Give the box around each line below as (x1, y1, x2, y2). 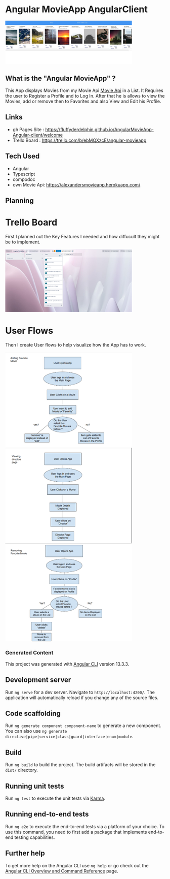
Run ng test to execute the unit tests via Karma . (5, 795, 105, 801)
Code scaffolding (5, 709, 61, 717)
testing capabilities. (14, 834, 55, 840)
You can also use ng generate (5, 728, 67, 734)
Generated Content (5, 649, 54, 656)
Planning (5, 197, 34, 205)
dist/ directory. (5, 767, 38, 773)
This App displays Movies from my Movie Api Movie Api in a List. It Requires (5, 87, 163, 93)
